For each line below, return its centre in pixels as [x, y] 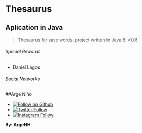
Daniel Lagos [26, 67]
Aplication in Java [34, 28]
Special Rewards [23, 51]
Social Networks [23, 79]
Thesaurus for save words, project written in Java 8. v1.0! [78, 40]
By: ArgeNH [18, 125]
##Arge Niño [19, 94]
